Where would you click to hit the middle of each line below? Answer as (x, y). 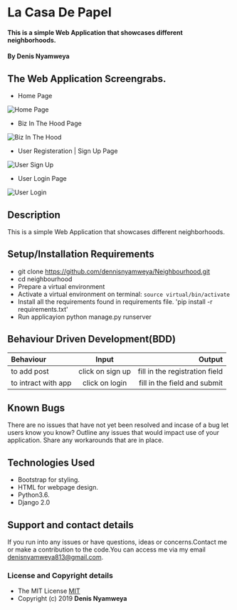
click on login (105, 383)
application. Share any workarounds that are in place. (85, 440)
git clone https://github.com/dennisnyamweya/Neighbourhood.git (114, 271)
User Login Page (42, 179)
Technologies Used (51, 462)
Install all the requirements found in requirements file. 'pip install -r (115, 301)
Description (34, 215)
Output (210, 359)
